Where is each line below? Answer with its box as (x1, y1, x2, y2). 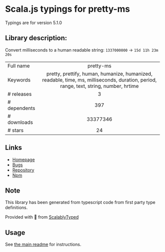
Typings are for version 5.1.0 (5, 20, 62, 26)
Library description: (5, 34, 67, 42)
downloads (7, 119, 33, 126)
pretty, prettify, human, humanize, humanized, (46, 70, 153, 77)
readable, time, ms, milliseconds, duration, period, (42, 76, 157, 83)
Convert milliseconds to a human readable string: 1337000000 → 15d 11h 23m (5, 47, 159, 53)
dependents (7, 105, 35, 112)
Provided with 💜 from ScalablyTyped (5, 214, 79, 220)
